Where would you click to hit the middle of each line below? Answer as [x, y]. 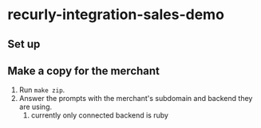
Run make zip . [42, 90]
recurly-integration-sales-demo [116, 15]
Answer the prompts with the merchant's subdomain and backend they [136, 99]
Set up [24, 44]
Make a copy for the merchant [84, 70]
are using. [36, 107]
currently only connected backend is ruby [100, 115]
